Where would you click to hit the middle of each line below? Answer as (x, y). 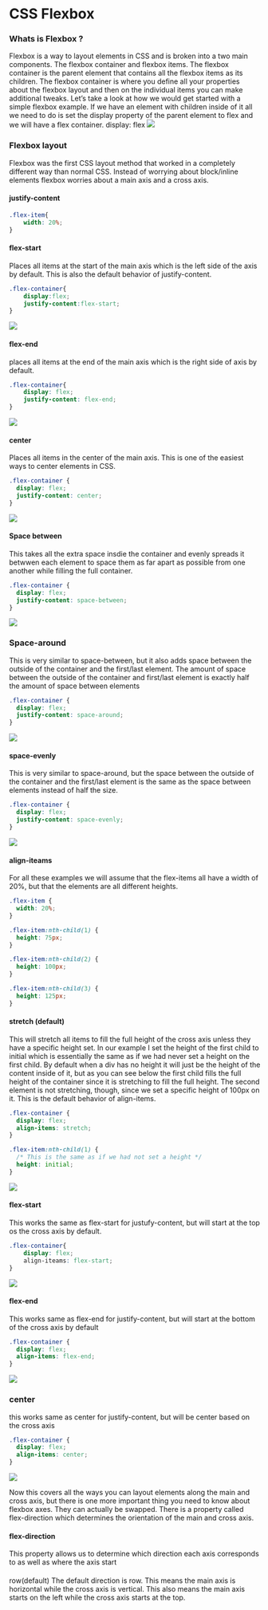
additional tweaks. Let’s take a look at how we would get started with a (125, 98)
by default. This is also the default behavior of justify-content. (110, 274)
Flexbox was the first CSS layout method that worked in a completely (122, 163)
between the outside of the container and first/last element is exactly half (129, 677)
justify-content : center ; (59, 495)
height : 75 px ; (39, 938)
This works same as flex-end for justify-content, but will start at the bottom (132, 1319)
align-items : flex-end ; (55, 1356)
